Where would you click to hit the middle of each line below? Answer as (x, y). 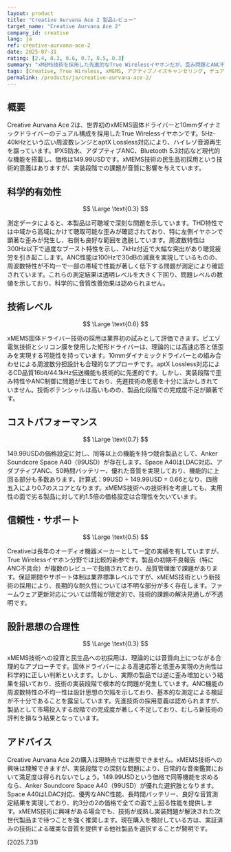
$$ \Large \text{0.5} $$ (115, 537)
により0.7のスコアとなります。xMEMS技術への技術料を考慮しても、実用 (121, 488)
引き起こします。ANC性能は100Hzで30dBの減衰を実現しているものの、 (120, 257)
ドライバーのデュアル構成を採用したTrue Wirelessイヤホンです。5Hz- (117, 134)
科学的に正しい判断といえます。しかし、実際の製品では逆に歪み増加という (112, 675)
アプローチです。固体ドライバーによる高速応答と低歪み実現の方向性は (124, 667)
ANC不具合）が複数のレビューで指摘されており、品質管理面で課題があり (110, 568)
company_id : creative (38, 33)
